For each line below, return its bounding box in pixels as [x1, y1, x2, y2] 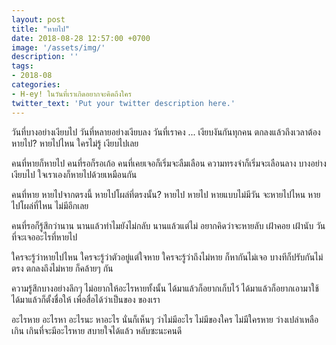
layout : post [11, 14, 66, 25]
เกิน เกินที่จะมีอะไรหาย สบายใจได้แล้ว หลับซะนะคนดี [11, 324, 183, 336]
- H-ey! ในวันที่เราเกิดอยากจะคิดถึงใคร [11, 89, 132, 99]
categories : [11, 80, 61, 90]
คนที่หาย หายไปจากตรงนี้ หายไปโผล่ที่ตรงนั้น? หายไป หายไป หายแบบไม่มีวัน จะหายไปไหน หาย [11, 188, 321, 200]
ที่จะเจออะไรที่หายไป [11, 231, 78, 243]
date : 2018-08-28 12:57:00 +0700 [11, 33, 151, 43]
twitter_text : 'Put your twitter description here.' [11, 98, 236, 108]
